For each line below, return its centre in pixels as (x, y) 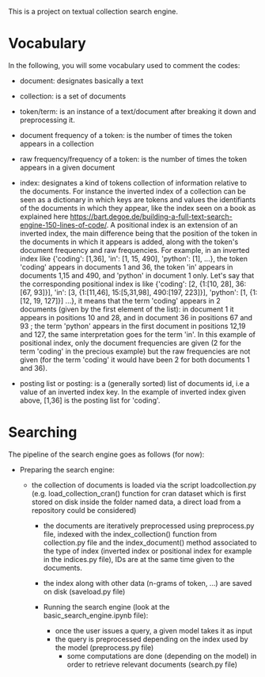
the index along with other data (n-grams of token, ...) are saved (148, 583)
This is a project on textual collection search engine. (93, 11)
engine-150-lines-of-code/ (63, 224)
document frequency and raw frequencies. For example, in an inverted (134, 250)
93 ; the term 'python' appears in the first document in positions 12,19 (132, 326)
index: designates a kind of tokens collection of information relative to (133, 182)
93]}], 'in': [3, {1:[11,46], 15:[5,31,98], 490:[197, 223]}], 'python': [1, (141, 292)
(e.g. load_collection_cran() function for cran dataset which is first (139, 493)
